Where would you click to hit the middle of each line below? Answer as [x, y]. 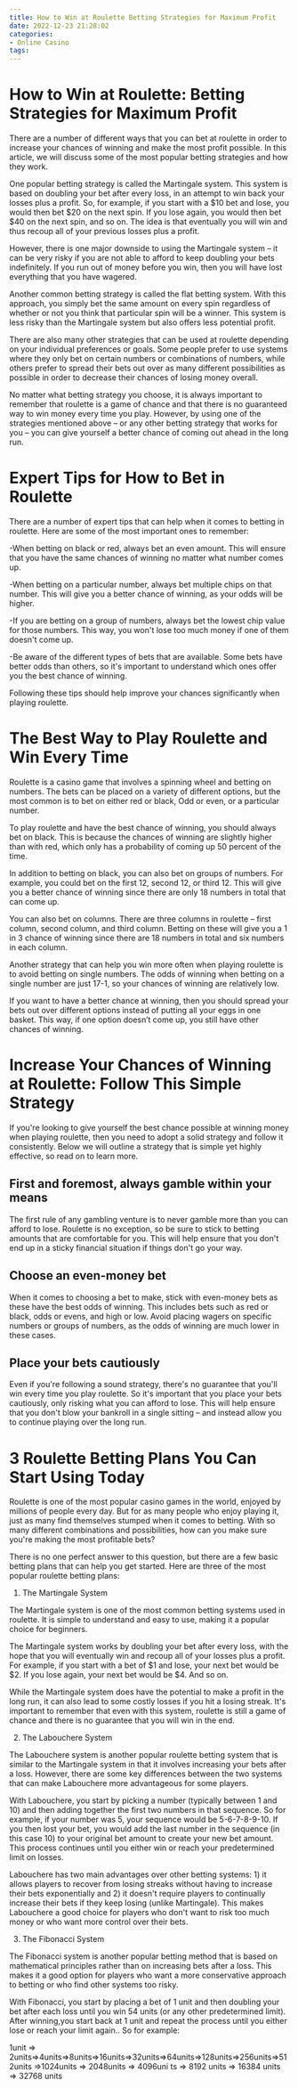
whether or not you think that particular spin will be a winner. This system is [148, 313]
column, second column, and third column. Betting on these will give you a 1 [148, 928]
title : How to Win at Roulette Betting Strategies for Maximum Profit [143, 17]
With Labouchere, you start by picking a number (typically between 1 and [143, 1800]
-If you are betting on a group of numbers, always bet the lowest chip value [147, 621]
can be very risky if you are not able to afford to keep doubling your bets [142, 258]
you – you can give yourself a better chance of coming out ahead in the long [149, 433]
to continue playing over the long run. [78, 1422]
